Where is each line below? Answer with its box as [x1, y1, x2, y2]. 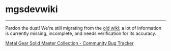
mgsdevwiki [5, 4, 58, 15]
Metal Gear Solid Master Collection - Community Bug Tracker [5, 40, 134, 46]
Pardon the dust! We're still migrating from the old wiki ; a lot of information [5, 25, 162, 31]
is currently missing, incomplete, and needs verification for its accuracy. [5, 30, 157, 36]
